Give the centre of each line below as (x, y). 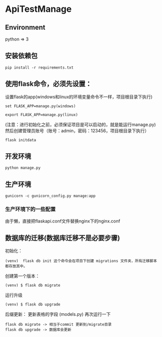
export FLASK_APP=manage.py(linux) (42, 114)
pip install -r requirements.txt (39, 68)
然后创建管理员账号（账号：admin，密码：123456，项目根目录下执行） (77, 131)
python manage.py (23, 168)
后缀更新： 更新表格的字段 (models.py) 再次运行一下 (58, 314)
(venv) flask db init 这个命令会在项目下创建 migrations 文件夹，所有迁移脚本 (81, 261)
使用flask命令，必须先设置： (49, 84)
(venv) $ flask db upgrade (33, 304)
